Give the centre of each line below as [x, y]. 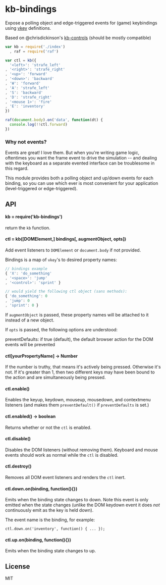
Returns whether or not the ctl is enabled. [48, 427]
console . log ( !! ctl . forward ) [39, 125]
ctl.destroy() [18, 466]
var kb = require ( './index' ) [35, 47]
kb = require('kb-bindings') [34, 217]
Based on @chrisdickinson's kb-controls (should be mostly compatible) [78, 38]
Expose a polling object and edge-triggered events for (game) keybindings [81, 23]
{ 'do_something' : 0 [27, 296]
